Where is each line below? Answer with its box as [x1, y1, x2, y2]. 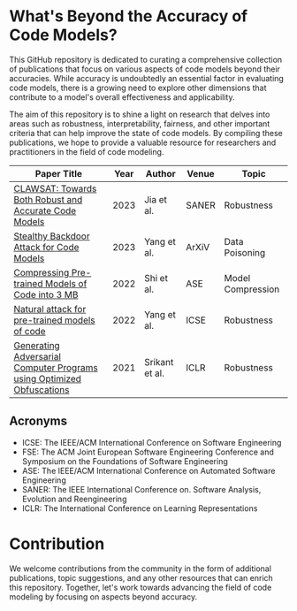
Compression [224, 283, 280, 295]
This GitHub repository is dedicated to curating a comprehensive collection [9, 54, 283, 65]
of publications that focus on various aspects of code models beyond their [9, 64, 281, 74]
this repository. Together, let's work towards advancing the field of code [9, 582, 272, 592]
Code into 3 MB [13, 288, 79, 301]
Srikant [144, 355, 174, 368]
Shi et [144, 271, 168, 284]
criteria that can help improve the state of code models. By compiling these [9, 127, 283, 138]
